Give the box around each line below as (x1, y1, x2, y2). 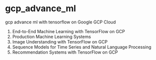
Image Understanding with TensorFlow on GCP (12, 39, 108, 44)
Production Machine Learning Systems (12, 34, 91, 40)
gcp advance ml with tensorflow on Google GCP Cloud (5, 19, 116, 25)
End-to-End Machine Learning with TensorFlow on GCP (12, 28, 125, 34)
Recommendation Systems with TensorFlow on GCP (12, 49, 118, 55)
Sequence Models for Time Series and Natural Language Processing (12, 44, 152, 50)
